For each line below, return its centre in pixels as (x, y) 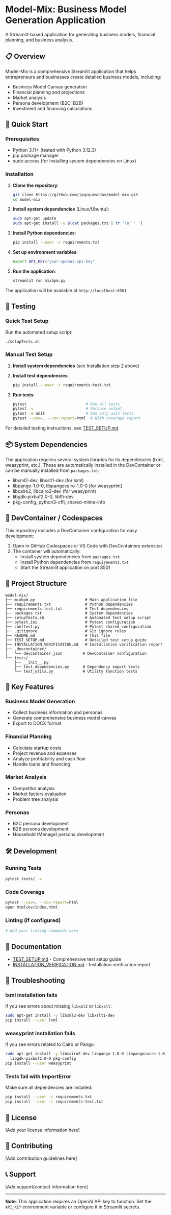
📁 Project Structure (36, 583)
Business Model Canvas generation (50, 87)
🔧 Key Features (30, 687)
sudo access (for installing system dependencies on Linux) (74, 161)
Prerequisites (22, 139)
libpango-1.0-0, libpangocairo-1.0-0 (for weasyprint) (67, 486)
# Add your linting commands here (42, 931)
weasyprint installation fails (40, 1034)
